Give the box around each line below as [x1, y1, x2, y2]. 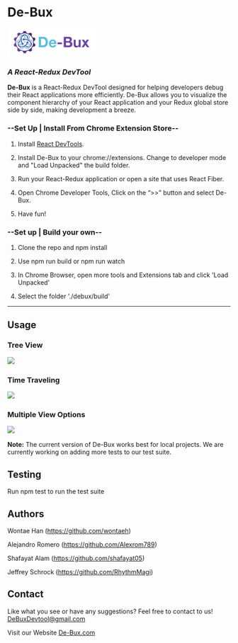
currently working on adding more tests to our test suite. [7, 448, 172, 457]
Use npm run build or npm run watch [17, 257, 125, 266]
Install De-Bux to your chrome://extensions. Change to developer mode [17, 153, 227, 161]
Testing [7, 468, 42, 480]
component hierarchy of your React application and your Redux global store [7, 98, 229, 107]
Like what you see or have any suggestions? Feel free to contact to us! [7, 607, 214, 615]
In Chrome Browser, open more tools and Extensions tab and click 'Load [17, 271, 229, 280]
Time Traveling [7, 375, 60, 385]
